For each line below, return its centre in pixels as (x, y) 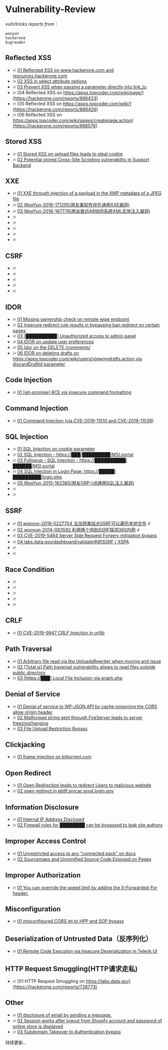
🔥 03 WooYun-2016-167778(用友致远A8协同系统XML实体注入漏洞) (81, 211)
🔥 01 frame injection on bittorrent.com (52, 757)
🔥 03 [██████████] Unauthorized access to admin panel (74, 336)
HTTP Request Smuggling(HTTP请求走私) (71, 969)
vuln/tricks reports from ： (32, 24)
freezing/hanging (31, 723)
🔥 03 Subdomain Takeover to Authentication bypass (67, 1032)
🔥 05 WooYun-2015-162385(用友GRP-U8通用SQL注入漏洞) (73, 483)
